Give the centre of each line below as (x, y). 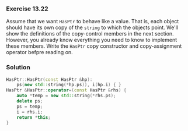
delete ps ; (30, 101)
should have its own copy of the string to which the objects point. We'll (92, 27)
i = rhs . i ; (30, 112)
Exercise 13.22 (27, 9)
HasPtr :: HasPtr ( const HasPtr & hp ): (49, 79)
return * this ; (34, 117)
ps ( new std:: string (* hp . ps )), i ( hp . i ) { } (69, 85)
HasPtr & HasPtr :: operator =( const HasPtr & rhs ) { (66, 90)
